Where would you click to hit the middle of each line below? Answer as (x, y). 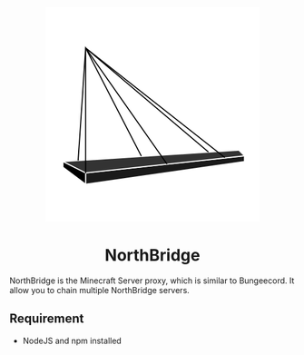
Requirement (47, 319)
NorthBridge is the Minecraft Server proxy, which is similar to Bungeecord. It (152, 281)
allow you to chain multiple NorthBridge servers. (100, 290)
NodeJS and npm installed (72, 340)
